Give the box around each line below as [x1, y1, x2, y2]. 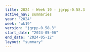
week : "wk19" [5, 21, 32, 26]
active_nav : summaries [5, 12, 52, 17]
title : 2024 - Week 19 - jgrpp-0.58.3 [5, 7, 85, 12]
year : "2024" [5, 16, 32, 21]
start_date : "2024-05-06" [5, 30, 58, 35]
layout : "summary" [5, 40, 43, 45]
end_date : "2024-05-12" [5, 35, 54, 40]
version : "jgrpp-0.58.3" [5, 26, 56, 31]
